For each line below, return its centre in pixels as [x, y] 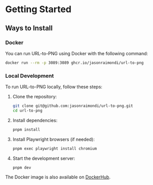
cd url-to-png [27, 110]
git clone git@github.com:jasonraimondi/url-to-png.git [73, 106]
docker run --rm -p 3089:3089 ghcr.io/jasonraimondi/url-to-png [74, 63]
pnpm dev [22, 168]
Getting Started [39, 9]
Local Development [30, 76]
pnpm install [26, 129]
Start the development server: [44, 158]
